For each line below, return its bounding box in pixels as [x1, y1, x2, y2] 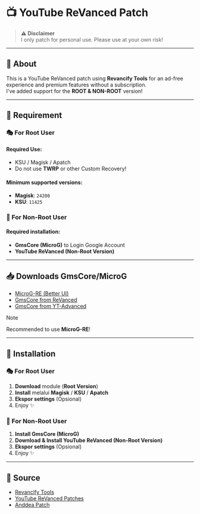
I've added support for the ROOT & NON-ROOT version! [6, 87, 143, 94]
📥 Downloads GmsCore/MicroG [6, 271, 127, 281]
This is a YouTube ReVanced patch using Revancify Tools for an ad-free [6, 75, 183, 82]
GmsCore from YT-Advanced [14, 303, 87, 310]
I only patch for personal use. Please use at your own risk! [20, 36, 164, 43]
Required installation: [6, 228, 61, 235]
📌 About [6, 59, 37, 69]
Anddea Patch [14, 501, 50, 509]
